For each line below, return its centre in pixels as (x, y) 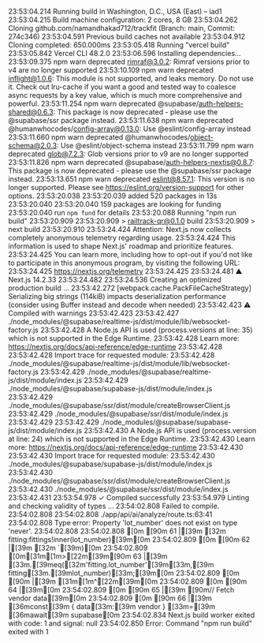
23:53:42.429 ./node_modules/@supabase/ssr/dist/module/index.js (118, 414)
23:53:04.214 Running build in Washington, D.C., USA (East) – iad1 (115, 11)
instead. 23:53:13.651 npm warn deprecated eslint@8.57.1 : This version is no (132, 179)
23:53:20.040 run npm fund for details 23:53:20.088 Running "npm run (122, 213)
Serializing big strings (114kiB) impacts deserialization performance (117, 296)
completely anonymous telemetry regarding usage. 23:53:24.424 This (122, 237)
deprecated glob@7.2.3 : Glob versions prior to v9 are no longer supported (128, 154)
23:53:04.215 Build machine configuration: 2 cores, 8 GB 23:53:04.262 (123, 20)
